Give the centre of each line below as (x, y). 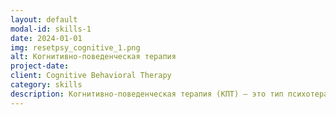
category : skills (46, 85)
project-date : (40, 66)
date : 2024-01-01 (46, 38)
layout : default (44, 19)
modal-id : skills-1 (51, 29)
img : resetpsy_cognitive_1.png (75, 47)
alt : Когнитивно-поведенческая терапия (93, 57)
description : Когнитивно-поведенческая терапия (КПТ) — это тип (147, 94)
